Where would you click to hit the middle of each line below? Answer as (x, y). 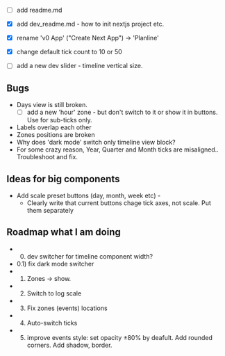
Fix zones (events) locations (67, 308)
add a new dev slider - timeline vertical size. (80, 66)
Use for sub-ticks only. (59, 120)
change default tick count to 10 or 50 (69, 52)
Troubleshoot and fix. (47, 157)
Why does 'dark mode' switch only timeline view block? (96, 143)
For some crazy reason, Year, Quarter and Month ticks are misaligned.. (118, 149)
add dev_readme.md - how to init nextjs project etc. (90, 24)
